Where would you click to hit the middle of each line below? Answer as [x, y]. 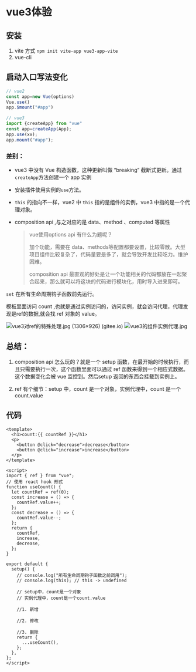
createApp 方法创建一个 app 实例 [53, 177]
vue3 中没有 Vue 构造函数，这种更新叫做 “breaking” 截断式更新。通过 [98, 170]
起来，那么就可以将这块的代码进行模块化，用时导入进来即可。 [109, 281]
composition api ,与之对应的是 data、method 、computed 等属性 [92, 222]
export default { [27, 564]
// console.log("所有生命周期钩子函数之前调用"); [72, 575]
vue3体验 [29, 12]
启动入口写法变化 [37, 77]
